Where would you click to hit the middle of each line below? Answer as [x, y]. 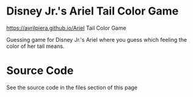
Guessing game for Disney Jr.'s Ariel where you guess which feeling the [97, 39]
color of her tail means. [35, 46]
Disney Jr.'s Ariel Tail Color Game [93, 11]
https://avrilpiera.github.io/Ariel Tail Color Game [66, 28]
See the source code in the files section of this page [72, 87]
